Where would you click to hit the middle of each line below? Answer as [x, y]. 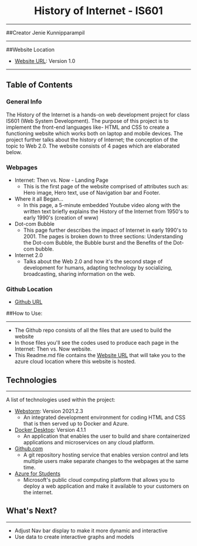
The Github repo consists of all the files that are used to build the [93, 330]
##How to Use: [24, 314]
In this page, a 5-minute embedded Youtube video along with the [102, 205]
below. [14, 152]
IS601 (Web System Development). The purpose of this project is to [87, 121]
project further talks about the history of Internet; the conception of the [92, 139]
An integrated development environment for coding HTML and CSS [104, 417]
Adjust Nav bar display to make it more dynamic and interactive [91, 530]
